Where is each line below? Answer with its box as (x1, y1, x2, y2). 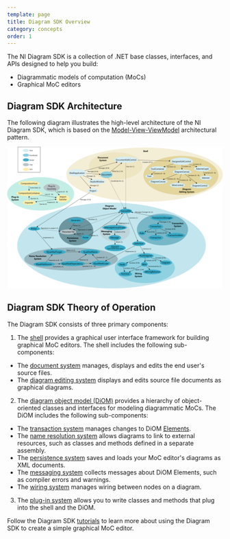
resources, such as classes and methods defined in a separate (16, 439, 194, 447)
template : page (7, 11, 51, 18)
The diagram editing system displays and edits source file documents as (16, 376, 222, 384)
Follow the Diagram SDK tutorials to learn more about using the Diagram (7, 516, 210, 525)
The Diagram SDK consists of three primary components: (7, 320, 169, 328)
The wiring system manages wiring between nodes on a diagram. (16, 483, 202, 491)
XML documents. (16, 461, 66, 469)
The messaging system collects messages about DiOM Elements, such (16, 468, 217, 477)
